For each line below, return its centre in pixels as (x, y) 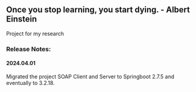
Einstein (22, 19)
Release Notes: (29, 49)
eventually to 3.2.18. (30, 82)
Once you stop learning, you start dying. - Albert (98, 10)
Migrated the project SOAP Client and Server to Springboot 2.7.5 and (90, 76)
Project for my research (35, 33)
